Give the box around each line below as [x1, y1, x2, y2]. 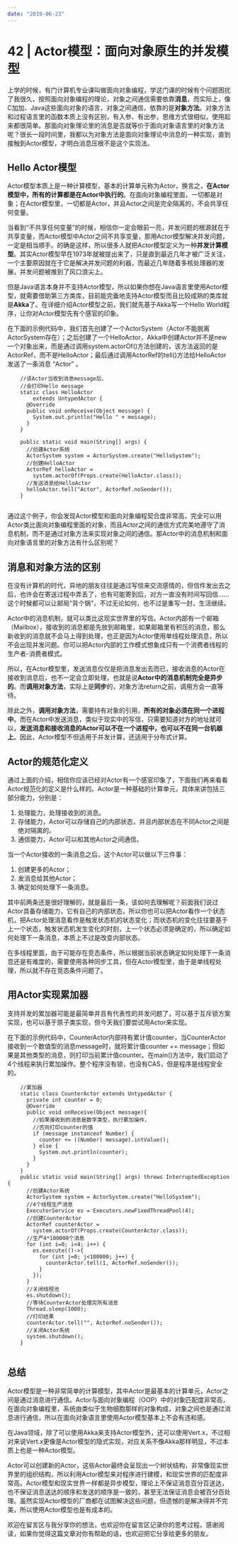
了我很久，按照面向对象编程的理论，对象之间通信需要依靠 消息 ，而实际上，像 [7, 94, 231, 103]
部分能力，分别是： [7, 793, 64, 802]
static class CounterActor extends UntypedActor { [20, 1090, 173, 1097]
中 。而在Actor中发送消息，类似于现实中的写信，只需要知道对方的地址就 [7, 715, 216, 724]
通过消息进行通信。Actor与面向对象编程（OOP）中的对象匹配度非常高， [19, 1395, 229, 1404]
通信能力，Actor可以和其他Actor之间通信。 [17, 835, 143, 844]
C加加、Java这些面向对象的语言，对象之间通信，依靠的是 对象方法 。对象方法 [7, 104, 231, 112]
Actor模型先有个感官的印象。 [38, 309, 123, 318]
